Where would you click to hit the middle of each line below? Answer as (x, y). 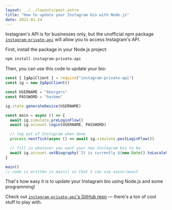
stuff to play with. (24, 202)
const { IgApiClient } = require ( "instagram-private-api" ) (70, 78)
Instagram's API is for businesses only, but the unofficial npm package (80, 34)
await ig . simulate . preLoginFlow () (47, 120)
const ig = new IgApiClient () (38, 83)
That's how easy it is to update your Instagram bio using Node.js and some (84, 181)
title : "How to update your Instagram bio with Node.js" (67, 15)
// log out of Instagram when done (48, 134)
